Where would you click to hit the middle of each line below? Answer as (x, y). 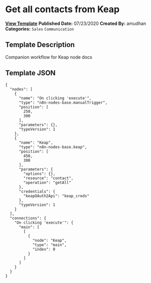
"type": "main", (49, 245)
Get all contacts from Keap (63, 9)
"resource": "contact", (48, 178)
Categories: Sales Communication (40, 28)
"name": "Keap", (36, 143)
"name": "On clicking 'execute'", (55, 98)
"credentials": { (37, 192)
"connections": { (28, 218)
